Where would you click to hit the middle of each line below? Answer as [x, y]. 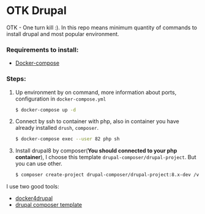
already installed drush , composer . [57, 128]
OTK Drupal [36, 11]
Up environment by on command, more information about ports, [96, 92]
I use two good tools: [33, 187]
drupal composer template [49, 205]
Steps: [16, 79]
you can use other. [39, 164]
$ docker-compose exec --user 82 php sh [67, 139]
